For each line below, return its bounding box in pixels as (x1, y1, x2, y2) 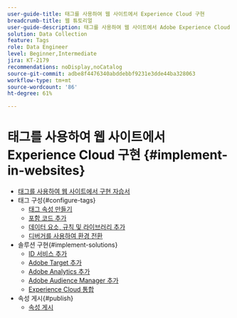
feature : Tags (7, 37, 50, 44)
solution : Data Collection (7, 30, 88, 38)
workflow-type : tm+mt (7, 76, 72, 84)
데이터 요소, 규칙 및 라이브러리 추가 (28, 222, 126, 232)
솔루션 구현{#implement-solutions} (17, 240, 118, 250)
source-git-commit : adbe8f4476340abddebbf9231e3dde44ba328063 (7, 70, 196, 77)
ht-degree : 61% (7, 90, 53, 97)
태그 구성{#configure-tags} (17, 196, 96, 205)
